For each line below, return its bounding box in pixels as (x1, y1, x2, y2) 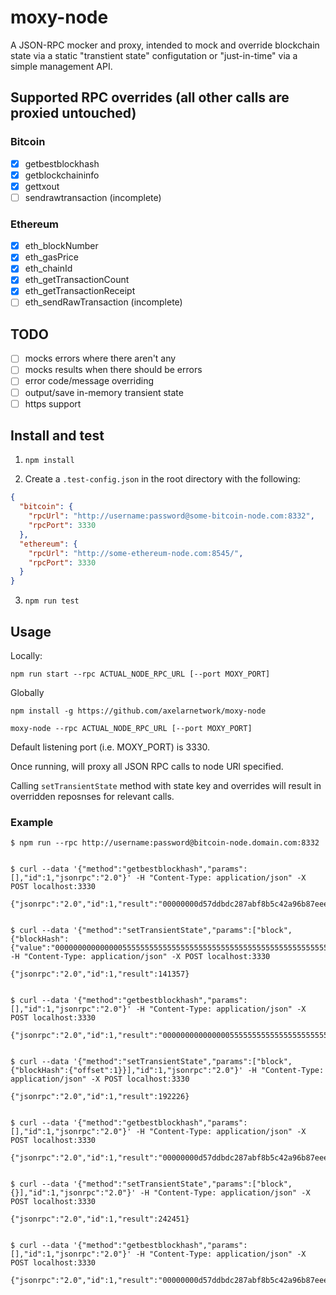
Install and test (10, 427, 105, 445)
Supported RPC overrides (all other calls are (10, 89, 290, 106)
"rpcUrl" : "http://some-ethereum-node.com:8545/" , (28, 548, 244, 558)
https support (24, 397, 82, 410)
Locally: (10, 650, 43, 662)
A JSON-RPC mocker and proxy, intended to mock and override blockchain (10, 39, 320, 51)
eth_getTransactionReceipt (24, 285, 136, 297)
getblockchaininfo (24, 169, 100, 181)
